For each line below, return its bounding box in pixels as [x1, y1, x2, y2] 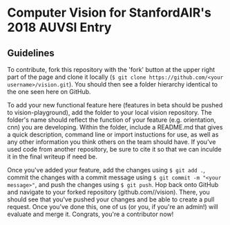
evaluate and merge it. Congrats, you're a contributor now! [7, 210, 174, 218]
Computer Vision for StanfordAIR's [7, 5, 212, 21]
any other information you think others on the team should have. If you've [7, 138, 216, 146]
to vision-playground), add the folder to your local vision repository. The [7, 109, 212, 116]
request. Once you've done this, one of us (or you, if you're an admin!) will [7, 203, 219, 210]
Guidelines [7, 47, 55, 59]
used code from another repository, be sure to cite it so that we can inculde [7, 145, 222, 153]
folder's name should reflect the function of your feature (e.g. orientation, [7, 116, 216, 124]
